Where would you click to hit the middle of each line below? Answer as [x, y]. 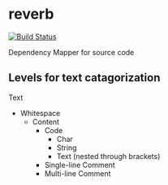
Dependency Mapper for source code [71, 52]
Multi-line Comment [78, 173]
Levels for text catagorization [84, 78]
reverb [31, 14]
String [67, 148]
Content [45, 122]
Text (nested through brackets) [108, 156]
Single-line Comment [80, 165]
